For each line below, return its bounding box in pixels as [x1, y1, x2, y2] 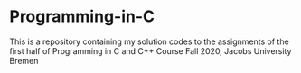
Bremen [9, 55, 39, 66]
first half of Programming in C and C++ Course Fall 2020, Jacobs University [9, 45, 292, 56]
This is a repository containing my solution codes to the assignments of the [9, 36, 289, 47]
